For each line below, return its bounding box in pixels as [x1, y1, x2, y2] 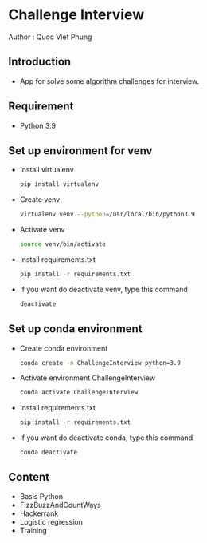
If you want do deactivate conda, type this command [19, 433, 193, 442]
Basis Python [19, 491, 64, 501]
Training [19, 525, 48, 535]
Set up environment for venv [8, 144, 153, 157]
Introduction [8, 55, 72, 69]
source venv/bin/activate [19, 240, 106, 248]
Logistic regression [19, 517, 84, 526]
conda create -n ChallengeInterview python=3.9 [19, 359, 181, 367]
